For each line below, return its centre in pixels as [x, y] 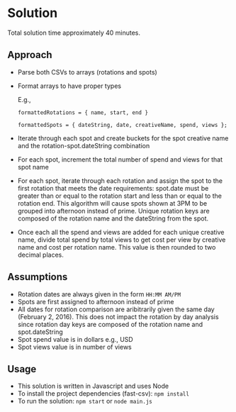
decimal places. [40, 255]
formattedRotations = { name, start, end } [83, 112]
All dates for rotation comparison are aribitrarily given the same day [116, 309]
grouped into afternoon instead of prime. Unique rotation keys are [114, 211]
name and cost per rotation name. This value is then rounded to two [117, 247]
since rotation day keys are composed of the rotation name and [110, 324]
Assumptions [38, 277]
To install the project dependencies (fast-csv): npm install [103, 394]
